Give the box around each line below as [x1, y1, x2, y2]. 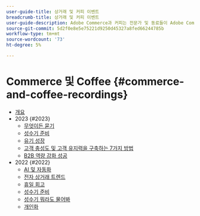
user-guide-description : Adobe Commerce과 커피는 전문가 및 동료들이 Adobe [6, 20, 184, 26]
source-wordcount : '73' [6, 36, 66, 42]
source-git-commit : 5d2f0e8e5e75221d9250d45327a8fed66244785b [6, 25, 164, 32]
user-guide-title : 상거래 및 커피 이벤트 [6, 8, 100, 15]
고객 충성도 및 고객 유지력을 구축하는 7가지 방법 [23, 144, 134, 152]
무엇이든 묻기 [23, 122, 55, 129]
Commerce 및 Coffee [6, 75, 112, 88]
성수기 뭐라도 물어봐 [23, 195, 70, 203]
